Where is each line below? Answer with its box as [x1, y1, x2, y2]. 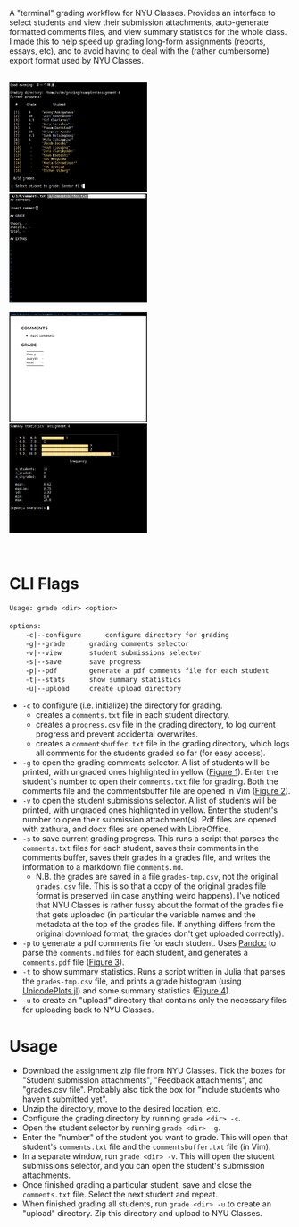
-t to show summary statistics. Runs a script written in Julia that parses [21, 967, 286, 977]
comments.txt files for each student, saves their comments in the [21, 843, 260, 854]
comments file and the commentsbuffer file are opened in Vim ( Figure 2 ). [21, 786, 291, 797]
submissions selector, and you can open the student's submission [21, 1161, 265, 1172]
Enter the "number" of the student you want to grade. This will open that [21, 1132, 288, 1143]
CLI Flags [9, 573, 79, 593]
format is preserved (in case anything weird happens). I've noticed [35, 890, 281, 901]
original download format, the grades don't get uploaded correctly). [35, 928, 285, 939]
